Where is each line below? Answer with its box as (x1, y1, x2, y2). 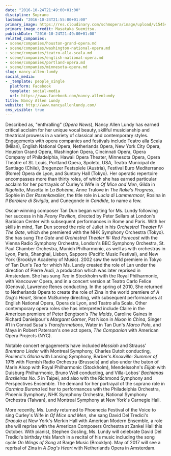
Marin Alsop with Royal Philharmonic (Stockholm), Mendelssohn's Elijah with (5, 364, 166, 370)
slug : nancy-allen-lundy (5, 70, 58, 75)
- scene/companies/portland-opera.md (5, 60, 85, 65)
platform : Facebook (10, 83, 51, 89)
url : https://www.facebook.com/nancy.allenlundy (10, 93, 115, 98)
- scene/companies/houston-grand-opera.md (5, 41, 97, 46)
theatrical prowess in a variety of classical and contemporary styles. (5, 133, 149, 138)
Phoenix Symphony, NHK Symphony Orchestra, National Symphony (5, 392, 147, 397)
